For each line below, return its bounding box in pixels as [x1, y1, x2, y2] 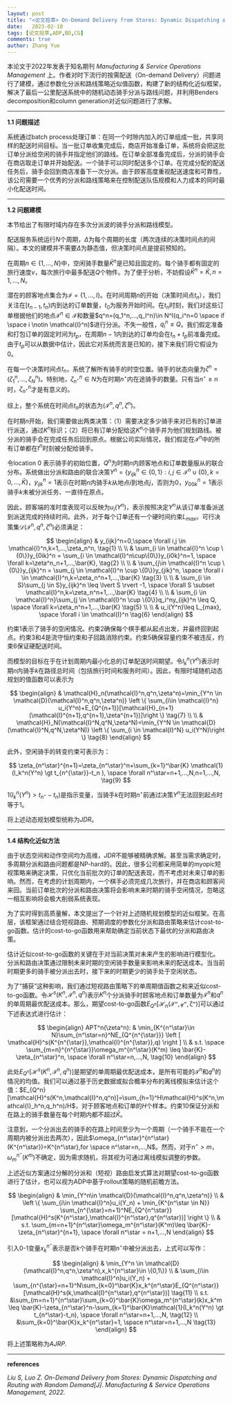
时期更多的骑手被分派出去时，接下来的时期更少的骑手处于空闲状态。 [7, 967, 201, 975]
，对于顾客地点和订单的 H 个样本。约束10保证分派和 [75, 1102, 220, 1110]
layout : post [7, 10, 45, 17]
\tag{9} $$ [101, 776, 131, 784]
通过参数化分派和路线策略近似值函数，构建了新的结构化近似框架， [37, 80, 225, 87]
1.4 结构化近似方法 [7, 836, 60, 844]
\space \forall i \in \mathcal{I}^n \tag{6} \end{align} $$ [39, 610, 193, 618]
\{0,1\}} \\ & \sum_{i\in [147, 1266, 209, 1274]
